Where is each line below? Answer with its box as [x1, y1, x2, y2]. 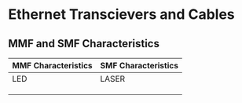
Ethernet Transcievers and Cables [8, 6, 235, 24]
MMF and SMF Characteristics [8, 37, 159, 50]
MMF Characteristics [12, 61, 93, 71]
